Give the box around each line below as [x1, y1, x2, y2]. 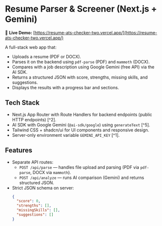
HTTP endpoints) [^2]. [12, 116, 57, 122]
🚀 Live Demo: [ [5, 30, 35, 35]
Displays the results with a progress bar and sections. [12, 84, 119, 90]
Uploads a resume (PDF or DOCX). [12, 53, 81, 59]
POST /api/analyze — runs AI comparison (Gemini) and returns [19, 175, 144, 180]
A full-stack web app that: [5, 44, 57, 50]
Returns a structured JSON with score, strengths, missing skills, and [12, 74, 148, 80]
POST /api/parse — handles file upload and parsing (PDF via [19, 164, 139, 170]
